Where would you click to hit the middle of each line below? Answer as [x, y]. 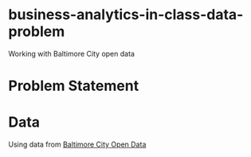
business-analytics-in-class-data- [126, 15]
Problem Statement [74, 86]
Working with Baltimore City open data [72, 53]
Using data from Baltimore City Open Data [77, 144]
